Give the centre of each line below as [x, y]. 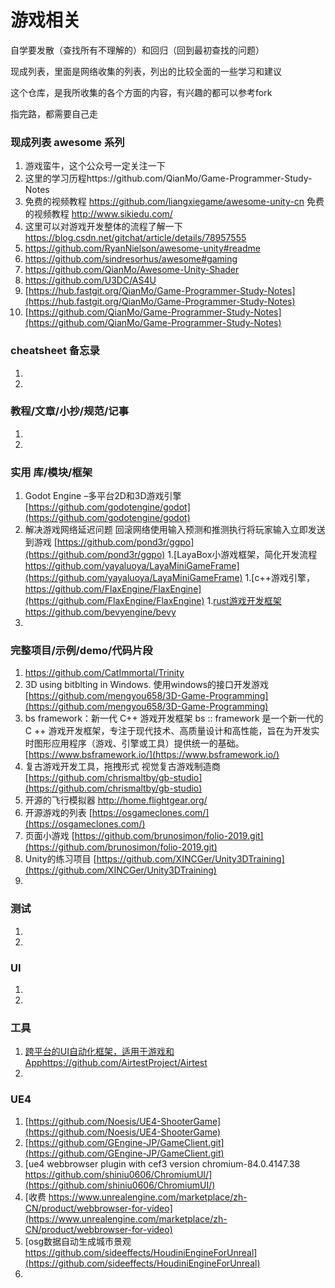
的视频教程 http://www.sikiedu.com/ [98, 214]
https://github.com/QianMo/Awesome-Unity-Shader [132, 270]
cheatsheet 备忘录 [55, 351]
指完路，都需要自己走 [54, 113]
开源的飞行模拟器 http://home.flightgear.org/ [116, 800]
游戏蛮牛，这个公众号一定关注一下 [95, 166]
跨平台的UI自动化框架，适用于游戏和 [99, 1052]
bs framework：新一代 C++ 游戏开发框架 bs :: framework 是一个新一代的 [174, 718]
